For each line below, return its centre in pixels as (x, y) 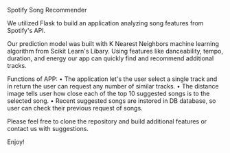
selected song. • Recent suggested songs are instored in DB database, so (112, 101)
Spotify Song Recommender (47, 10)
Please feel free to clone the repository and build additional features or (107, 121)
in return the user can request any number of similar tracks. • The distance (113, 86)
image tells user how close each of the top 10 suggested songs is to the (108, 93)
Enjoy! (16, 142)
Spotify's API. (26, 31)
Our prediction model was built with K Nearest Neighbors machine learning (113, 44)
